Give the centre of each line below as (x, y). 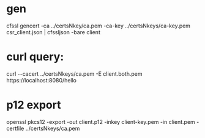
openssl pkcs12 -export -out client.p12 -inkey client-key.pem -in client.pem (101, 122)
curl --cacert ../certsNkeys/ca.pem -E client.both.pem (74, 74)
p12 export (34, 105)
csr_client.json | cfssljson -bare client (54, 32)
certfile (15, 128)
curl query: (35, 57)
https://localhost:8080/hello (42, 80)
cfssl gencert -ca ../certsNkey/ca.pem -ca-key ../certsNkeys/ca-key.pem (99, 26)
